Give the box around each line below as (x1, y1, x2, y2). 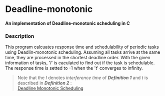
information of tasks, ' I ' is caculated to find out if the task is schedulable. (5, 60, 155, 66)
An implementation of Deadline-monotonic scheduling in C (5, 20, 130, 26)
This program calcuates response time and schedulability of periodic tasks (5, 44, 159, 50)
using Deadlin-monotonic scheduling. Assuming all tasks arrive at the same (5, 49, 160, 55)
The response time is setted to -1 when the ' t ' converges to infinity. (5, 65, 143, 71)
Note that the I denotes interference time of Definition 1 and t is (17, 75, 148, 81)
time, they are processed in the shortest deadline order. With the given (5, 55, 151, 61)
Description (5, 32, 34, 39)
